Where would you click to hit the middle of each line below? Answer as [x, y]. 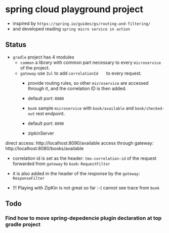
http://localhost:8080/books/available [45, 148]
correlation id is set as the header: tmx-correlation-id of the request [85, 158]
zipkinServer [41, 133]
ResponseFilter [29, 178]
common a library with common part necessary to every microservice [90, 62]
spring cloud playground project [74, 9]
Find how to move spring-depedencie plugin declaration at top [83, 218]
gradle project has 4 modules [43, 57]
